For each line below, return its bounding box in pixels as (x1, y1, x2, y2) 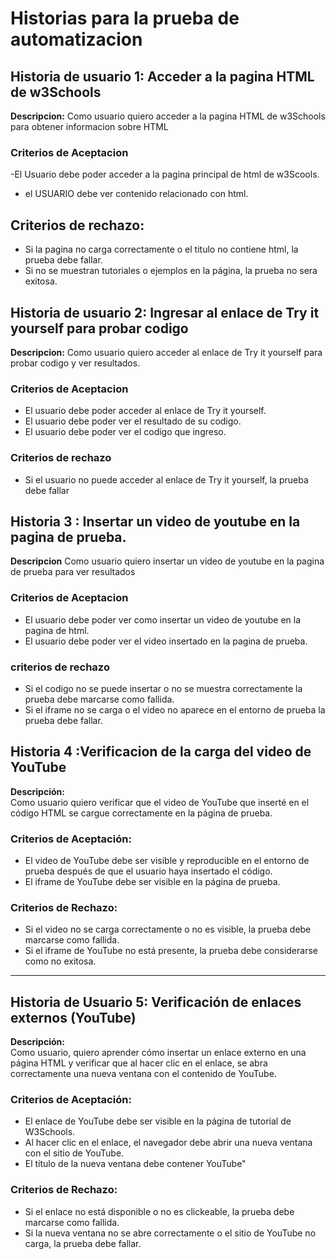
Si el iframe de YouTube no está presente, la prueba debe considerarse (24, 945, 318, 957)
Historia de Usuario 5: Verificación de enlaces (10, 993, 302, 1011)
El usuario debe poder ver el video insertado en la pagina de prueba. (24, 635, 308, 647)
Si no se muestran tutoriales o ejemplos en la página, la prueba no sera (24, 265, 318, 277)
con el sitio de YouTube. (24, 1147, 125, 1159)
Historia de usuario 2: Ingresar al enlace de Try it (10, 304, 320, 321)
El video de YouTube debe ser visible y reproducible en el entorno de (24, 855, 310, 867)
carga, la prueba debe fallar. (24, 1237, 142, 1249)
